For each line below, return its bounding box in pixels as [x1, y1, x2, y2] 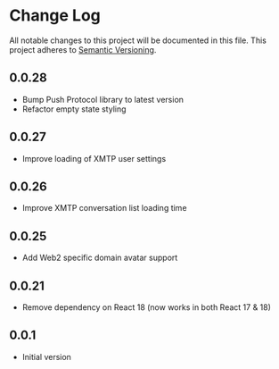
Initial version [21, 351, 71, 362]
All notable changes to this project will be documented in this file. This [9, 35, 267, 46]
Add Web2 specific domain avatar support [21, 252, 178, 264]
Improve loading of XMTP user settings [21, 153, 167, 164]
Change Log [9, 5, 101, 26]
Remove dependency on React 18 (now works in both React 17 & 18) [21, 302, 272, 313]
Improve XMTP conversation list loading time [21, 203, 187, 214]
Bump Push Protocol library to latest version [21, 94, 185, 105]
